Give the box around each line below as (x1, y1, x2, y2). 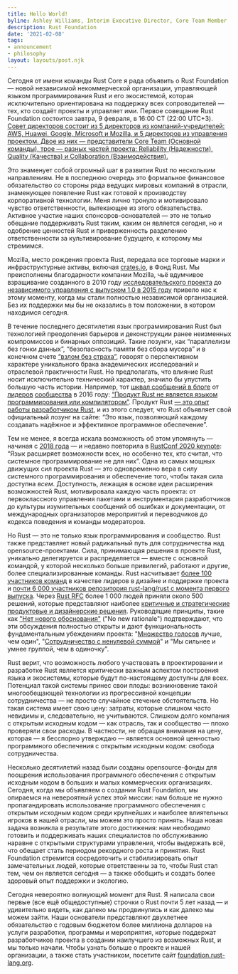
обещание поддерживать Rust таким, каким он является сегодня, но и (7, 219, 222, 227)
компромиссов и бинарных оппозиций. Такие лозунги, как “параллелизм (7, 337, 231, 345)
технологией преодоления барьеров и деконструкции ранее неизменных (7, 329, 232, 338)
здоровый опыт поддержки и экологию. (7, 876, 129, 885)
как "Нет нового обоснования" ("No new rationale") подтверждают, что (7, 614, 223, 623)
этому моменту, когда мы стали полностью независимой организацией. (7, 293, 229, 301)
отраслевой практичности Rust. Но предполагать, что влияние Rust (7, 367, 213, 376)
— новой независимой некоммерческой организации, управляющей (7, 83, 217, 93)
